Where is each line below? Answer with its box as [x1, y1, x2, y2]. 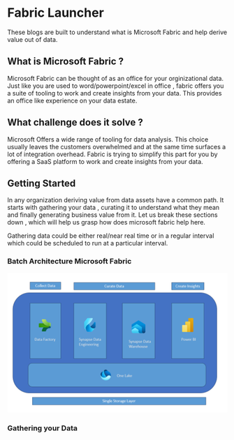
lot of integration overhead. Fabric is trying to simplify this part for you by [7, 150, 218, 158]
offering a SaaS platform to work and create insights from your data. [7, 157, 204, 165]
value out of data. [7, 35, 58, 43]
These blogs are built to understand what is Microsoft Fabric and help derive [7, 28, 228, 36]
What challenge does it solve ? [7, 116, 143, 128]
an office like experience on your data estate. [7, 96, 138, 105]
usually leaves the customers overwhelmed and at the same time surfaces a [7, 142, 226, 151]
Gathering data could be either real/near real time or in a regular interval [7, 232, 214, 240]
